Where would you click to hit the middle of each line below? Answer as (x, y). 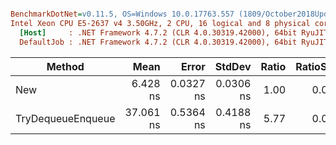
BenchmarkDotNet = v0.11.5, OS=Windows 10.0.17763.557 (122, 14)
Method (65, 66)
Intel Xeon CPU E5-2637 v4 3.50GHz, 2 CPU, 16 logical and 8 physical (160, 23)
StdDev (233, 66)
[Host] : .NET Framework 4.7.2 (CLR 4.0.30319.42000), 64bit (158, 32)
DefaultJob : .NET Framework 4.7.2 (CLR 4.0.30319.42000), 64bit (158, 42)
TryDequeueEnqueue (65, 118)
